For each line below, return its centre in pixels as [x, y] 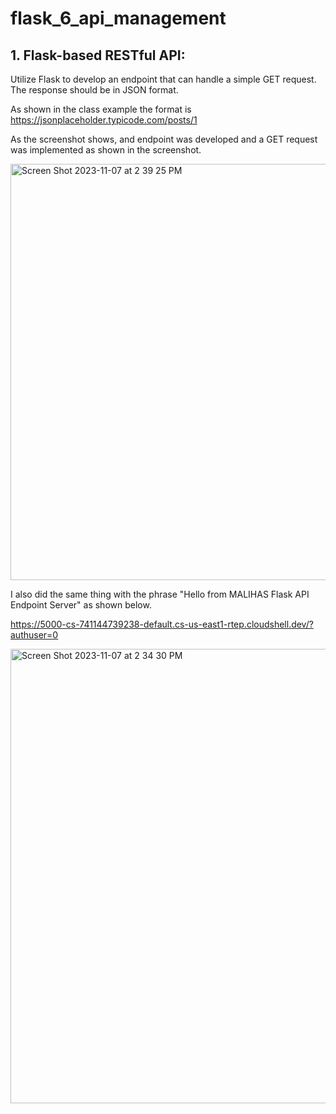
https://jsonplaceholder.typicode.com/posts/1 [104, 120]
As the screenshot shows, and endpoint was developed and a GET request [164, 139]
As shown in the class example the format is [101, 109]
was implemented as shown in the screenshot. [106, 150]
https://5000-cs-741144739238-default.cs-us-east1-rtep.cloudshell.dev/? [162, 624]
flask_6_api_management [118, 18]
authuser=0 [34, 635]
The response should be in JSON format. [94, 90]
